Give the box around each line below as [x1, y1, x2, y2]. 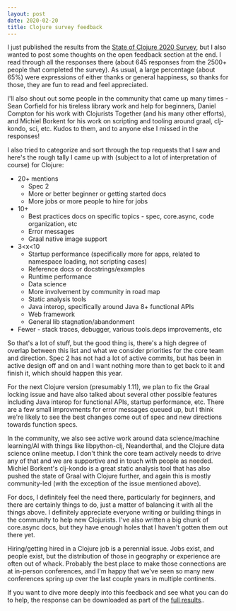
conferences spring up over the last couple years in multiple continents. [7, 575, 217, 583]
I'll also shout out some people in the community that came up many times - [7, 94, 228, 103]
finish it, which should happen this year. [7, 369, 123, 378]
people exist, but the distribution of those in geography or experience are [7, 552, 220, 561]
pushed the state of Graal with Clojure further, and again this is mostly [7, 472, 211, 481]
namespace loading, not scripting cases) [28, 257, 147, 266]
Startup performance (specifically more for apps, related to [28, 250, 201, 259]
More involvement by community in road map [28, 288, 160, 296]
